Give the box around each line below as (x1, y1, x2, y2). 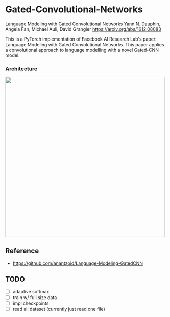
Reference (5, 246, 39, 255)
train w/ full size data (12, 294, 57, 301)
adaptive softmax (12, 288, 50, 294)
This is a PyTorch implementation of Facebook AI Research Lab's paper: (5, 36, 157, 42)
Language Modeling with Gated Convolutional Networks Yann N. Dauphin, (5, 21, 161, 27)
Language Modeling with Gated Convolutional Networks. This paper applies (5, 41, 164, 47)
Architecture (5, 65, 38, 72)
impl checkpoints (12, 300, 49, 306)
